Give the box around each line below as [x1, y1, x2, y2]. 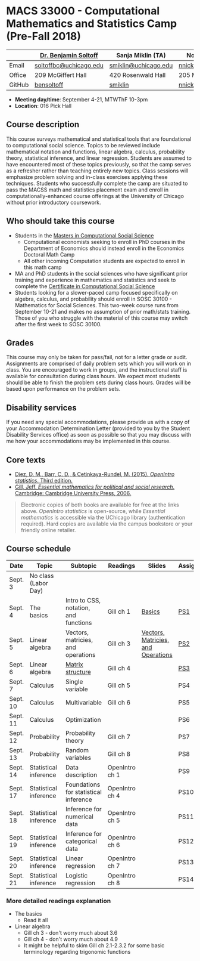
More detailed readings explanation [6, 897, 111, 905]
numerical [65, 812, 93, 821]
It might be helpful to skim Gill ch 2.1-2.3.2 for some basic [23, 942, 165, 949]
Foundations [65, 780, 101, 789]
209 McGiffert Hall [35, 70, 87, 79]
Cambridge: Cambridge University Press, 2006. [14, 490, 132, 496]
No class [29, 571, 54, 580]
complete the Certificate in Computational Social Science [14, 282, 155, 290]
